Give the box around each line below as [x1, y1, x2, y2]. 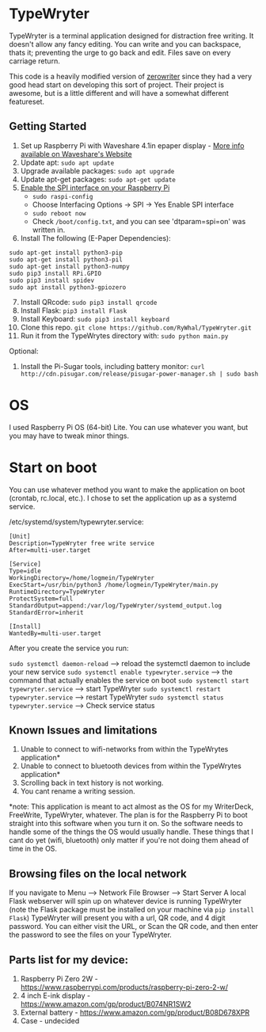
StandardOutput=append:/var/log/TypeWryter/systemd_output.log [9, 601, 222, 610]
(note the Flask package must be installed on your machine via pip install [9, 904, 254, 915]
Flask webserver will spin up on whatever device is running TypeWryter [9, 897, 242, 906]
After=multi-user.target [9, 546, 91, 554]
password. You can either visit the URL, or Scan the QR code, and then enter [9, 922, 259, 931]
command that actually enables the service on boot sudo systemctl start [9, 675, 249, 685]
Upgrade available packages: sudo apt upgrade [20, 166, 175, 175]
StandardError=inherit [9, 608, 84, 616]
